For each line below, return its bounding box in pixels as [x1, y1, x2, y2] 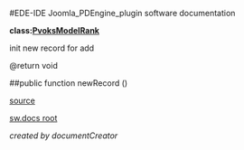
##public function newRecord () [9, 78, 128, 89]
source [9, 95, 36, 106]
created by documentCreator [9, 130, 118, 141]
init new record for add [9, 42, 95, 53]
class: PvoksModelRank [9, 25, 99, 35]
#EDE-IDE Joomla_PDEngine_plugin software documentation [9, 8, 236, 18]
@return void [9, 61, 59, 70]
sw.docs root [9, 113, 58, 123]
